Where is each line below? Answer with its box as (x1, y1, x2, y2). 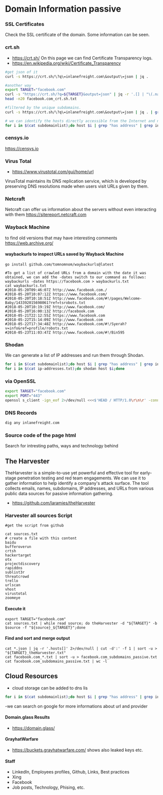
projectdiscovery (5, 562, 40, 566)
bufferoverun (5, 545, 32, 549)
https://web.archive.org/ (5, 240, 53, 246)
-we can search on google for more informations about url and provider (5, 703, 148, 709)
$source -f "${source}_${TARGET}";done (5, 625, 86, 630)
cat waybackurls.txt (5, 283, 47, 288)
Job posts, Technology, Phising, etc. (12, 784, 85, 791)
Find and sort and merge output (5, 636, 70, 641)
